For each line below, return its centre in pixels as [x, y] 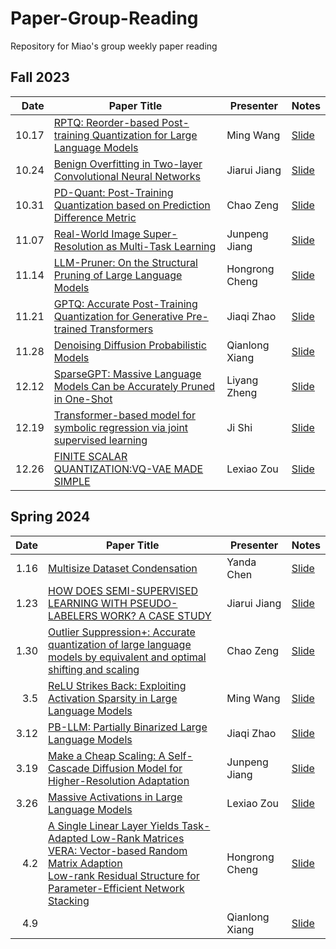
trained [70, 329]
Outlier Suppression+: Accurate [122, 632]
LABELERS [73, 615]
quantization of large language [120, 644]
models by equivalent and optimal [127, 657]
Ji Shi [239, 427]
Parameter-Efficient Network [116, 888]
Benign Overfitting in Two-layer [128, 164]
